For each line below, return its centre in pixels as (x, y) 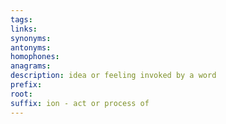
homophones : (35, 57)
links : (24, 29)
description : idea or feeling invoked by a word (113, 76)
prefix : (26, 85)
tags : (21, 19)
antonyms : (31, 47)
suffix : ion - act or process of (80, 103)
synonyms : (31, 38)
